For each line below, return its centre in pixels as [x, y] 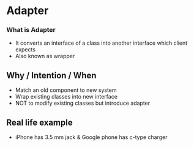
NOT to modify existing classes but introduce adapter [83, 103]
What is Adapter [31, 30]
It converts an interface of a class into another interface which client [101, 43]
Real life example [39, 122]
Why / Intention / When [51, 75]
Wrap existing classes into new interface [66, 97]
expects [25, 50]
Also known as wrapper [45, 56]
